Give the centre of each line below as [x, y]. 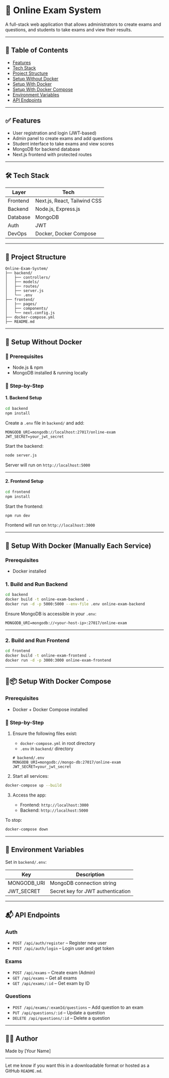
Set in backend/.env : [26, 862]
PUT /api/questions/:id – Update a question [59, 1012]
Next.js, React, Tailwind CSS [68, 201]
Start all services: [30, 776]
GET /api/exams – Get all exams [45, 978]
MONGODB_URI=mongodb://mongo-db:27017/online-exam [67, 762]
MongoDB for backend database [46, 149]
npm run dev [18, 515]
